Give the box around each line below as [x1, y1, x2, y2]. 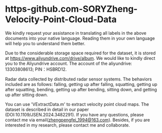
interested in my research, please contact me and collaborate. [5, 122, 130, 128]
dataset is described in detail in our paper [5, 106, 89, 112]
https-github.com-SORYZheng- [5, 3, 138, 15]
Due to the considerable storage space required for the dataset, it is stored [5, 50, 156, 56]
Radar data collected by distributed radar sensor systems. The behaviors [5, 76, 152, 82]
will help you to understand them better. [5, 40, 86, 46]
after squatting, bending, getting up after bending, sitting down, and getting [5, 86, 158, 92]
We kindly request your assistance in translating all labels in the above [5, 30, 147, 36]
